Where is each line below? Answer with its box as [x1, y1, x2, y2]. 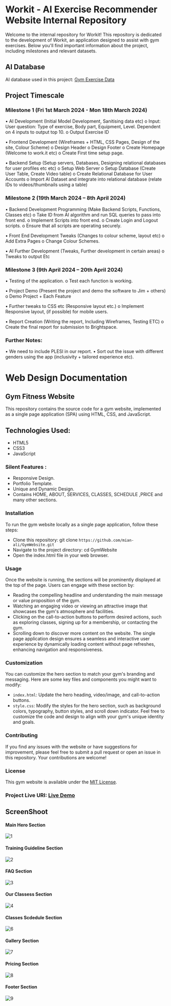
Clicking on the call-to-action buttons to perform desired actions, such [12, 614, 162, 620]
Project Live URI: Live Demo [5, 792, 75, 799]
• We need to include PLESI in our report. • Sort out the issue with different [5, 348, 164, 354]
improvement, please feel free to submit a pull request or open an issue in [5, 749, 161, 755]
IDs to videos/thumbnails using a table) [5, 182, 88, 188]
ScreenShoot [5, 807, 48, 816]
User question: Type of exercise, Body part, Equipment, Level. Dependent [5, 124, 161, 130]
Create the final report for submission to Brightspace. [5, 324, 118, 330]
